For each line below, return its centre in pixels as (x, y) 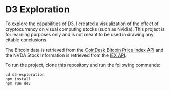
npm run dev (18, 83)
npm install (18, 79)
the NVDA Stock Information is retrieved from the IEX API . (66, 55)
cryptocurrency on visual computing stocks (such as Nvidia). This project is (85, 29)
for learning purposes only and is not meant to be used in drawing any (79, 34)
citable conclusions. (26, 40)
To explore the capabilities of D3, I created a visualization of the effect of (82, 24)
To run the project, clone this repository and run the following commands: (83, 65)
